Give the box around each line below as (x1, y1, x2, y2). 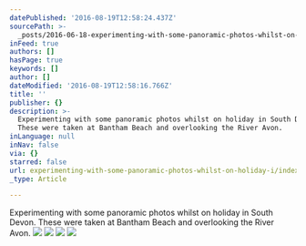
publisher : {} (9, 97, 64, 108)
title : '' (9, 89, 47, 98)
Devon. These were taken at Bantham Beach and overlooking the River (9, 217, 275, 228)
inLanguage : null (9, 132, 76, 141)
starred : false (9, 157, 67, 167)
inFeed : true (9, 38, 59, 48)
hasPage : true (9, 56, 64, 65)
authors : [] (9, 47, 55, 56)
